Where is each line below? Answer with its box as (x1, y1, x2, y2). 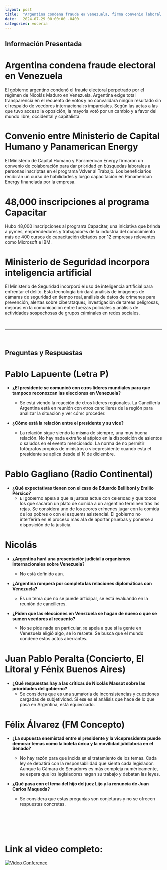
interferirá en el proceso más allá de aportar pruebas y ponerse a (19, 516, 154, 522)
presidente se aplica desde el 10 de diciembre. (19, 451, 115, 457)
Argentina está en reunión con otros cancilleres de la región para (19, 405, 153, 411)
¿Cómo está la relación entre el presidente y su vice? (12, 420, 124, 426)
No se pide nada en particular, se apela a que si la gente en (19, 625, 142, 631)
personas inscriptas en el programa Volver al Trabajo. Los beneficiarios (5, 168, 152, 174)
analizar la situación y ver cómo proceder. (19, 410, 106, 416)
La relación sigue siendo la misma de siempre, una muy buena (19, 429, 148, 436)
